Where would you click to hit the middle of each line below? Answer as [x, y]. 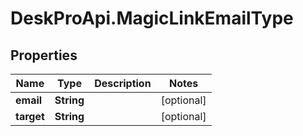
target [30, 116]
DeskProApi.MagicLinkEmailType [152, 18]
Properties [44, 55]
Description [123, 83]
